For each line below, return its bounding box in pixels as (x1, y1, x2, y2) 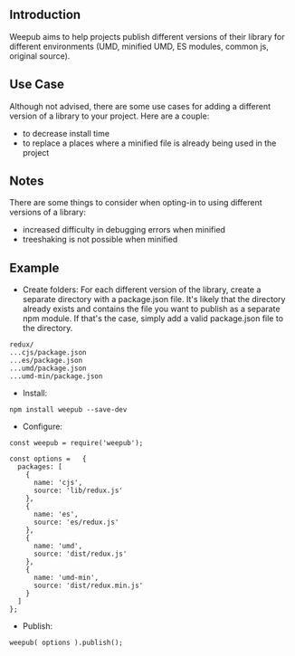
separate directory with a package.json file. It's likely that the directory (22, 294, 286, 305)
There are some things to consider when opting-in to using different (9, 197, 262, 208)
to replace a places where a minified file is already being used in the (22, 138, 277, 148)
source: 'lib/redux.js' (33, 486, 124, 496)
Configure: (22, 421, 63, 433)
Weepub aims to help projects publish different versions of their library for (9, 31, 285, 42)
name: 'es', (33, 510, 79, 519)
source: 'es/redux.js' (33, 518, 119, 528)
